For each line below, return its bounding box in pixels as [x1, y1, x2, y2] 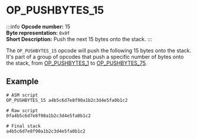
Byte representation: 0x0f [6, 29, 70, 36]
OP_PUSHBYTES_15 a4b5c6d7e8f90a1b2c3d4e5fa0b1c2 [6, 97, 128, 103]
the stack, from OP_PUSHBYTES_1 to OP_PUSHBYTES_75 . [6, 59, 147, 67]
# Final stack [6, 123, 41, 129]
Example [6, 77, 39, 87]
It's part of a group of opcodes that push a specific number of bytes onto [6, 53, 184, 60]
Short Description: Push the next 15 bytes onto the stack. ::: [6, 35, 152, 42]
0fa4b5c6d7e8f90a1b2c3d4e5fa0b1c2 [6, 112, 91, 118]
